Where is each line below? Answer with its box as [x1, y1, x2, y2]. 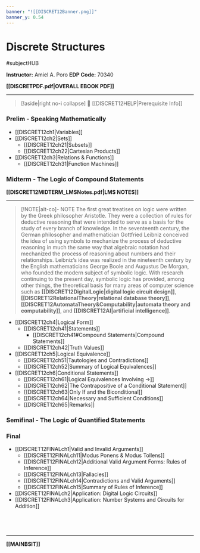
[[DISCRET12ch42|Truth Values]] [23, 344, 104, 351]
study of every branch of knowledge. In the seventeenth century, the [20, 225, 190, 232]
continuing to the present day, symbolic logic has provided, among [20, 276, 185, 283]
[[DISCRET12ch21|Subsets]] [23, 141, 92, 148]
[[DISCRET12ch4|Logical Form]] [14, 319, 93, 326]
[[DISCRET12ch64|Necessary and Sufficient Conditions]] [23, 395, 164, 402]
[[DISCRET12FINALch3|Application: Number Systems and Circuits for [14, 496, 185, 503]
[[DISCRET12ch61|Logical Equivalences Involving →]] [23, 376, 155, 383]
